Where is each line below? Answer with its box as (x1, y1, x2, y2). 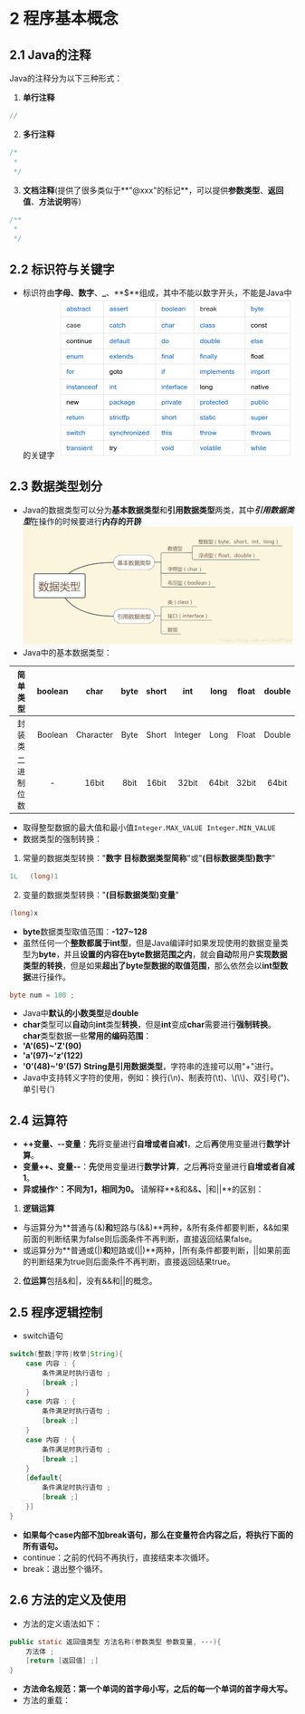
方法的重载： (22, 1695, 71, 1706)
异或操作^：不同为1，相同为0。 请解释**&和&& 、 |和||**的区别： (22, 1183, 264, 1195)
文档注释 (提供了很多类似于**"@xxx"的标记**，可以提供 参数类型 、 (22, 185, 269, 196)
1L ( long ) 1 (9, 871, 59, 881)
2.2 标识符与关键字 (9, 262, 115, 277)
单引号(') (22, 1084, 56, 1095)
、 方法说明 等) (30, 196, 81, 206)
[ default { (25, 1473, 63, 1483)
